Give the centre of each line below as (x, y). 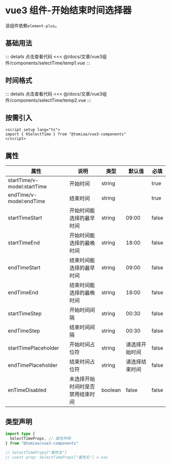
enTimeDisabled (27, 390)
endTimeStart (24, 267)
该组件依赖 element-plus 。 (32, 26)
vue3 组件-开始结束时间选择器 (68, 10)
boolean (111, 390)
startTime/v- (23, 180)
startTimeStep (25, 313)
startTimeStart (25, 218)
